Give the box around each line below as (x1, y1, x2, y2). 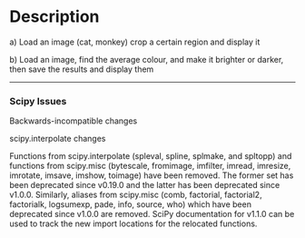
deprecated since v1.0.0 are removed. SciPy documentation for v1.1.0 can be (9, 209, 295, 220)
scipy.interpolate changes (9, 134, 106, 144)
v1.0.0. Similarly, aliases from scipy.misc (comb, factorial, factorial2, (9, 189, 262, 201)
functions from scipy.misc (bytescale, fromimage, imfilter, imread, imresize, (9, 161, 291, 172)
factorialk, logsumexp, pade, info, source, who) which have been (9, 199, 252, 210)
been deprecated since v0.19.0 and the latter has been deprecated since (9, 180, 280, 191)
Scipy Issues (9, 94, 67, 107)
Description (9, 6, 100, 27)
